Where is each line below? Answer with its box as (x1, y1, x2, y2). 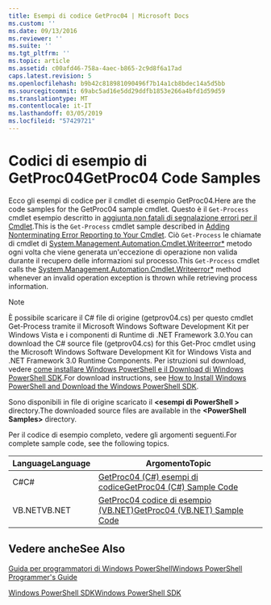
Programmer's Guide (8, 572, 78, 582)
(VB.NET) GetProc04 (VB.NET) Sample (98, 504, 244, 515)
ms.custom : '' (8, 19, 56, 27)
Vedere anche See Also (8, 542, 126, 556)
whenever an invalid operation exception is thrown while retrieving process (8, 272, 258, 283)
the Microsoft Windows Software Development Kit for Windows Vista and (8, 347, 252, 356)
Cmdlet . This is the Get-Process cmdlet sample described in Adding (8, 221, 230, 231)
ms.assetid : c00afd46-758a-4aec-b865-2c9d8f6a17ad (8, 65, 182, 73)
